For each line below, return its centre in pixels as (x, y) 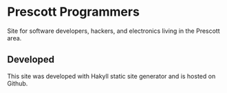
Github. (18, 83)
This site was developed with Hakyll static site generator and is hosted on (111, 76)
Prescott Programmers (73, 12)
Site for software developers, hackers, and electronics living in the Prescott (113, 31)
